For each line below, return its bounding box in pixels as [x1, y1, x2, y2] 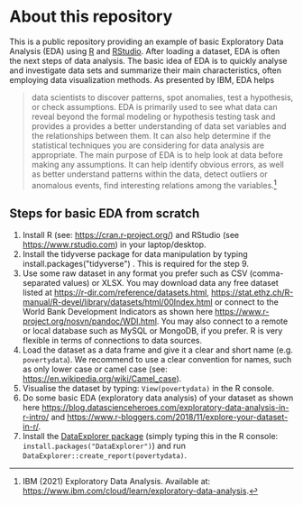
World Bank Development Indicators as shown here [22, 307, 214, 317]
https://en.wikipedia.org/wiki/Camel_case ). [22, 373, 182, 384]
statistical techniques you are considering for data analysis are [31, 140, 264, 151]
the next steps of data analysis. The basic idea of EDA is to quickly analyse [9, 55, 288, 66]
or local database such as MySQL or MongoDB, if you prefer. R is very [22, 326, 283, 336]
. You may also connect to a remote [156, 316, 289, 326]
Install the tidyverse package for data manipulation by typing [22, 249, 248, 260]
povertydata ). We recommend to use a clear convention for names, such [22, 354, 292, 365]
